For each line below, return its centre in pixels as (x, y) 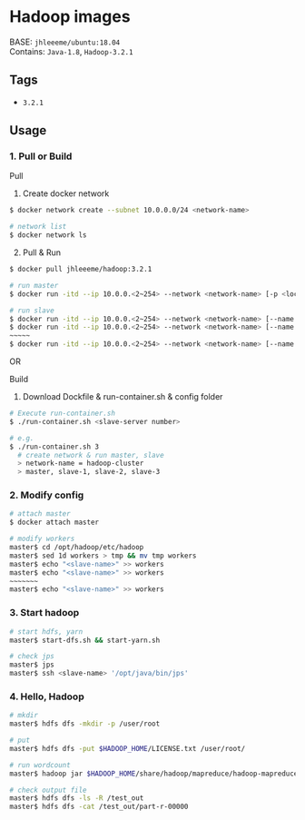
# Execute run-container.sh (63, 414)
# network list (38, 227)
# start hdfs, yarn (46, 632)
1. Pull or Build (41, 156)
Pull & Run (42, 252)
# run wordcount (40, 765)
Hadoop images (70, 17)
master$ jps (32, 665)
